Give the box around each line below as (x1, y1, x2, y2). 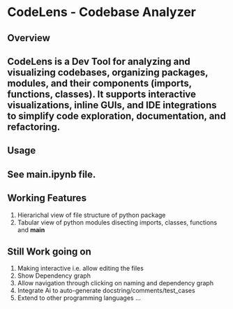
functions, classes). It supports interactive (7, 88, 197, 100)
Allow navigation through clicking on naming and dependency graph (17, 279, 214, 287)
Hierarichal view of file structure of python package (17, 211, 166, 219)
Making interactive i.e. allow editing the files (17, 264, 144, 273)
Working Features (7, 193, 87, 204)
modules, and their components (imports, (7, 77, 192, 89)
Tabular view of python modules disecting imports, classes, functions (17, 218, 218, 227)
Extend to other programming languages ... (17, 294, 141, 302)
